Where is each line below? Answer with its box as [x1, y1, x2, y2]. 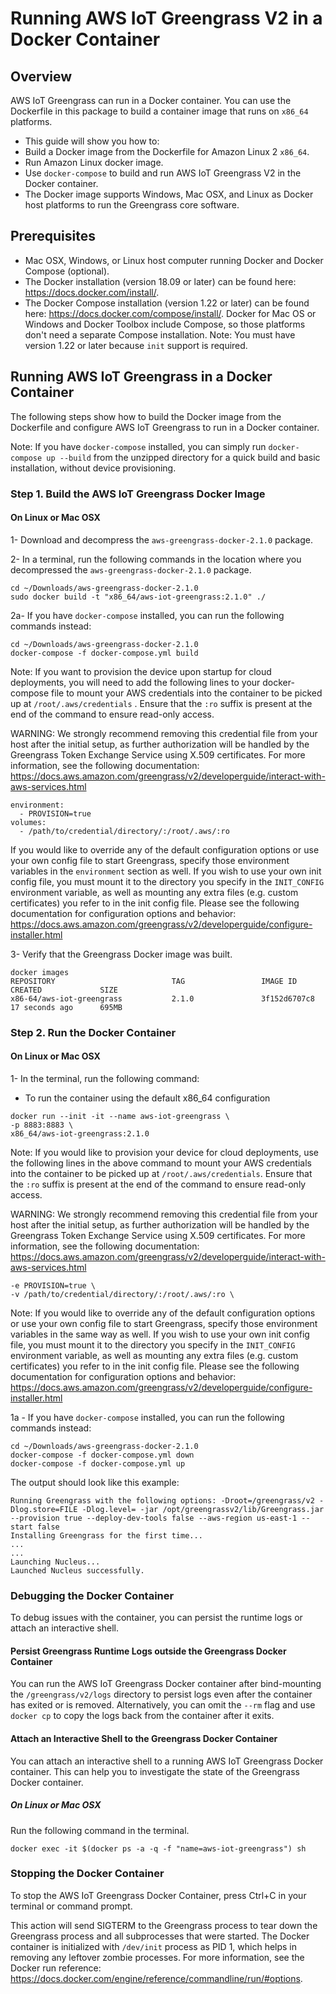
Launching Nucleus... [10, 1557, 101, 1567]
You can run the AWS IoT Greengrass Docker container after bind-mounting [10, 1678, 322, 1690]
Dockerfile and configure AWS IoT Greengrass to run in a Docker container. [10, 421, 320, 433]
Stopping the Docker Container [10, 1867, 165, 1881]
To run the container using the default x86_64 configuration [24, 1092, 271, 1104]
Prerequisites [10, 228, 96, 245]
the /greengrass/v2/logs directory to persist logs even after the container [10, 1688, 313, 1701]
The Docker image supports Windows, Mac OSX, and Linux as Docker [24, 188, 314, 200]
